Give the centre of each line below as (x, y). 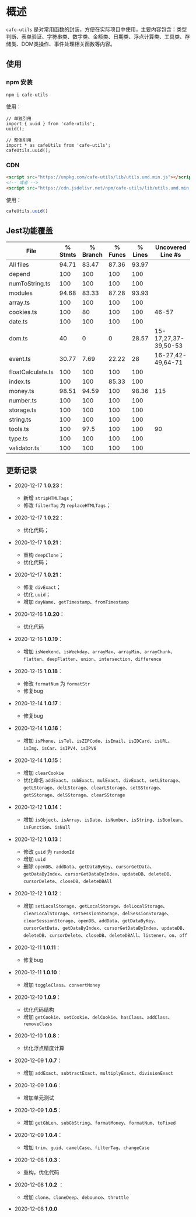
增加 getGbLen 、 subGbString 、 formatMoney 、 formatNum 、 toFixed (99, 1123)
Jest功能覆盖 (30, 231)
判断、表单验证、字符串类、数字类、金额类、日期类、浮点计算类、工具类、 (95, 36)
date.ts (18, 322)
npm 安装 (20, 82)
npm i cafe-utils (27, 95)
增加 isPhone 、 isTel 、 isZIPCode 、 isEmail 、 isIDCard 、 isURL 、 (98, 741)
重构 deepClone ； (43, 555)
